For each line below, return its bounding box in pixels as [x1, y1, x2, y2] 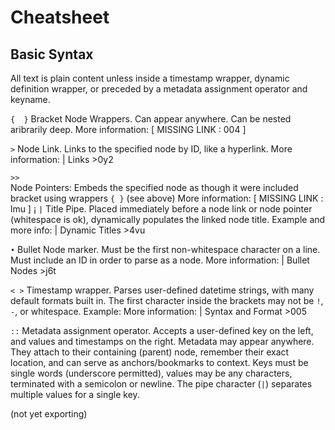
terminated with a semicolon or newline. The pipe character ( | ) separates [10, 378, 313, 390]
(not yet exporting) [10, 408, 88, 420]
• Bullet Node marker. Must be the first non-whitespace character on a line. [10, 244, 321, 255]
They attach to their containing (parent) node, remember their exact [10, 346, 290, 358]
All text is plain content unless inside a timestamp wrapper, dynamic [10, 72, 290, 84]
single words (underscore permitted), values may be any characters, [10, 367, 293, 379]
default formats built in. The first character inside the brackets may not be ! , [10, 295, 324, 306]
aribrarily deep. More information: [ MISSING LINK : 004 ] [10, 124, 247, 135]
